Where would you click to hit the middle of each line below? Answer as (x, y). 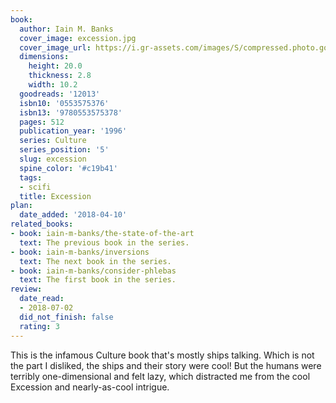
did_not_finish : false (66, 317)
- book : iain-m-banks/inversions (80, 252)
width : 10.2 (53, 85)
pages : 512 (42, 122)
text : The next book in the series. (95, 261)
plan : (21, 206)
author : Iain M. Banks (66, 29)
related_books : (42, 224)
